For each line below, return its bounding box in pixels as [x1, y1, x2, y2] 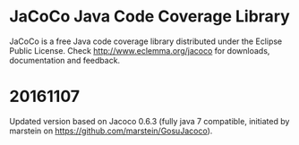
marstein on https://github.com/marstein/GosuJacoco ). [9, 125, 213, 136]
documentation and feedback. [9, 55, 121, 65]
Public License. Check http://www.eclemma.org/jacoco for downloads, [9, 45, 270, 55]
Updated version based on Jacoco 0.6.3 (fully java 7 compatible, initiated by [9, 115, 290, 126]
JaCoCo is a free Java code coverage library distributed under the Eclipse [9, 36, 283, 47]
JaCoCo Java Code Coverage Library [9, 6, 291, 27]
